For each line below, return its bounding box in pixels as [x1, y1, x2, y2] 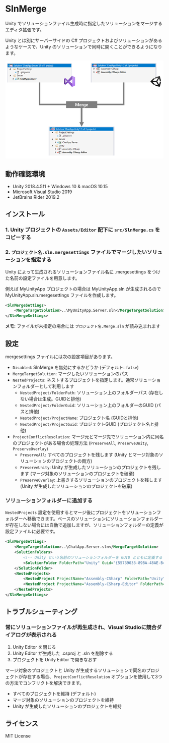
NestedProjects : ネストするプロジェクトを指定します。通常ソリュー [12, 377, 152, 383]
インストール [5, 210, 45, 218]
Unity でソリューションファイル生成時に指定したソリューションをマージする [5, 20, 162, 26]
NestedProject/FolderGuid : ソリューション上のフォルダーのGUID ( [20, 402, 157, 408]
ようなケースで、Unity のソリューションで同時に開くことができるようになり [5, 43, 162, 49]
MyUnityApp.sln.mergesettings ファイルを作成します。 [5, 292, 119, 298]
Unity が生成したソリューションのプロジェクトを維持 [12, 703, 122, 709]
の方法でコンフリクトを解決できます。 [5, 679, 84, 686]
